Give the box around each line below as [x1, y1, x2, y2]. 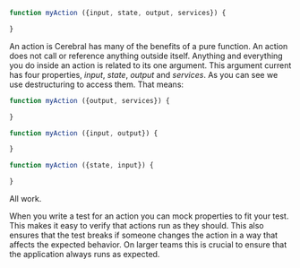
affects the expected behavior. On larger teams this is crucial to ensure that [9, 239, 287, 250]
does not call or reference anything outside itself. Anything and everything [9, 50, 284, 61]
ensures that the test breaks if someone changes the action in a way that [9, 229, 279, 240]
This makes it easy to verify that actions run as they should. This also [9, 220, 264, 230]
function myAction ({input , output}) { [9, 128, 159, 138]
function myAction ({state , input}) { [9, 161, 154, 170]
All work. [9, 194, 42, 203]
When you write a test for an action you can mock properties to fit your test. [9, 211, 289, 221]
